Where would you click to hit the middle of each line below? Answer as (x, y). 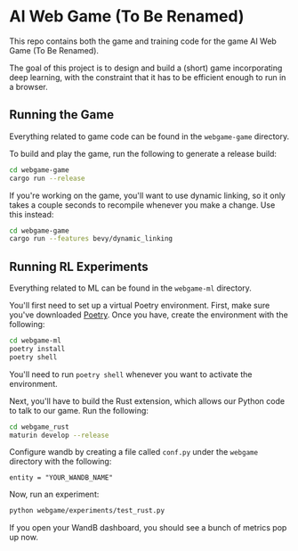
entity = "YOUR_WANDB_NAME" (61, 478)
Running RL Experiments (79, 266)
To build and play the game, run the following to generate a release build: (143, 153)
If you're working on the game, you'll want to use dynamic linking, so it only (148, 195)
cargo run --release (48, 178)
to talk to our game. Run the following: (79, 410)
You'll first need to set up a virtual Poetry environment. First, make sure (140, 306)
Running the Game (61, 115)
